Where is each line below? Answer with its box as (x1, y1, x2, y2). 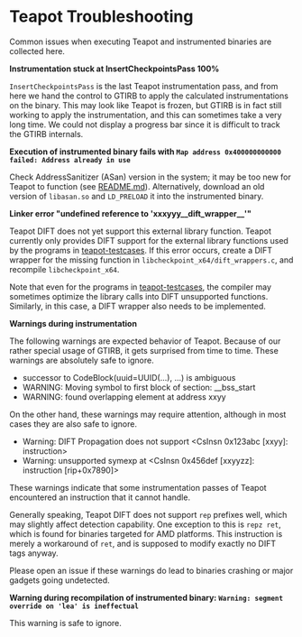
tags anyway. (9, 548, 59, 559)
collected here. (9, 45, 66, 56)
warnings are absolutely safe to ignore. (9, 355, 155, 365)
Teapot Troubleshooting (9, 6, 194, 27)
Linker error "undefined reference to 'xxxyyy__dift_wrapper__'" (9, 208, 252, 218)
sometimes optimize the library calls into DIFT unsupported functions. (9, 291, 269, 301)
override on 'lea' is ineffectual (9, 602, 140, 611)
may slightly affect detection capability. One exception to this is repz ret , (9, 519, 281, 530)
